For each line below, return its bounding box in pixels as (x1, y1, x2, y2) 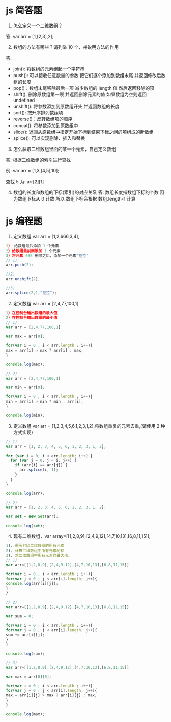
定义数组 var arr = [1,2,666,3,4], (13, 233, 80, 239)
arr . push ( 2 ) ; (6, 262, 34, 268)
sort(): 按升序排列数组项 (13, 109, 63, 115)
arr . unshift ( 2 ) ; (6, 277, 40, 282)
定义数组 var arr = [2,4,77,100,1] (13, 300, 79, 306)
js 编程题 (6, 215, 42, 227)
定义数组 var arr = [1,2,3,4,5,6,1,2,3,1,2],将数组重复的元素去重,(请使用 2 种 (13, 422, 165, 429)
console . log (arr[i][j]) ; (6, 581, 59, 586)
